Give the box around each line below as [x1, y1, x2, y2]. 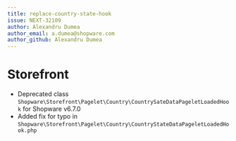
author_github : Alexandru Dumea [7, 36, 102, 43]
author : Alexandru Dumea [7, 23, 80, 30]
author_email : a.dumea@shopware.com [7, 29, 115, 37]
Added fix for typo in [17, 112, 78, 121]
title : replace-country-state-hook [7, 10, 112, 18]
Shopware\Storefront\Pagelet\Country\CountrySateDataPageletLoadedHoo [17, 99, 230, 106]
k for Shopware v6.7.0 [17, 105, 81, 113]
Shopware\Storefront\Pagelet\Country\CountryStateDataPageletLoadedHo [17, 121, 230, 128]
